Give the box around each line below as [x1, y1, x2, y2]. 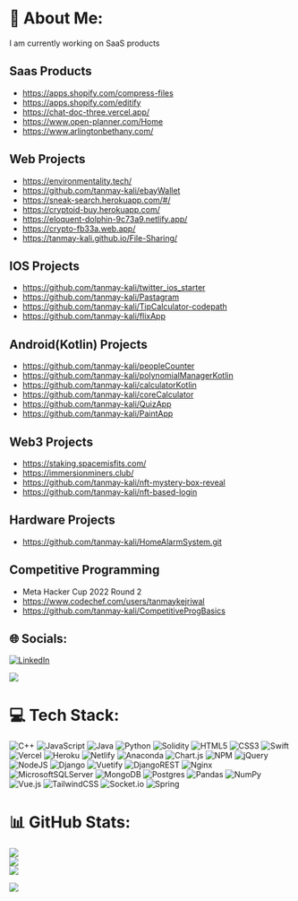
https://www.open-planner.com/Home [21, 116, 164, 126]
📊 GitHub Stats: [9, 811, 132, 832]
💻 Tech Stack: [9, 705, 120, 725]
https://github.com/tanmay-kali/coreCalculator [21, 389, 194, 400]
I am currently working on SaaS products [9, 38, 160, 48]
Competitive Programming [9, 562, 160, 577]
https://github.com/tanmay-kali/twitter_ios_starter [21, 282, 206, 293]
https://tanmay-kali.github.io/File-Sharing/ [21, 232, 178, 243]
